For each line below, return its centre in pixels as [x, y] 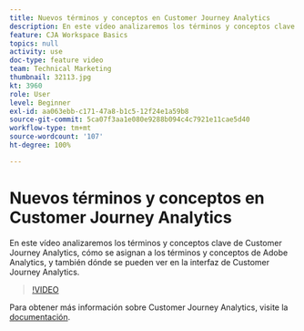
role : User [30, 94]
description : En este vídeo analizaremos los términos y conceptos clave [152, 26]
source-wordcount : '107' [56, 137]
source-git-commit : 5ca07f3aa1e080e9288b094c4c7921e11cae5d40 [130, 119]
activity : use [36, 52]
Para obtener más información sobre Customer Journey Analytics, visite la [149, 307]
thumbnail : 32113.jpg [51, 78]
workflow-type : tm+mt [51, 129]
